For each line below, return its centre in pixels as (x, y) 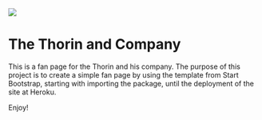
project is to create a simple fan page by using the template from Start (124, 74)
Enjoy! (19, 107)
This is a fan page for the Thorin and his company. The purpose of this (125, 66)
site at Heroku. (32, 92)
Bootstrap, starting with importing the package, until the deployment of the (131, 83)
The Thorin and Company (95, 44)
